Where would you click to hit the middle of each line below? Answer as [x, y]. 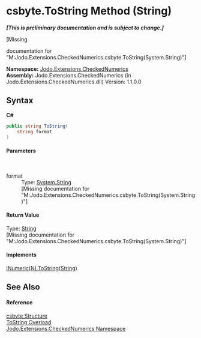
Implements [22, 255]
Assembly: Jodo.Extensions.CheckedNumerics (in [69, 75]
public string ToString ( [37, 126]
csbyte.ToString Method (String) [89, 11]
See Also [23, 287]
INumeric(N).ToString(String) [42, 268]
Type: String [21, 228]
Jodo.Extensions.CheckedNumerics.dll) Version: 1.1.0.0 [74, 82]
